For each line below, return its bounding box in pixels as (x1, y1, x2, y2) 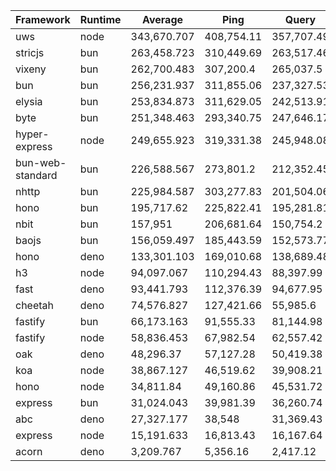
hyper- (15, 127, 50, 141)
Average (142, 13, 184, 26)
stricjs (15, 46, 45, 59)
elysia (15, 95, 43, 108)
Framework (15, 13, 71, 26)
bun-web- (15, 156, 67, 169)
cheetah (15, 299, 55, 312)
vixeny (15, 62, 47, 76)
